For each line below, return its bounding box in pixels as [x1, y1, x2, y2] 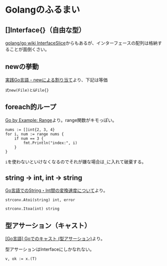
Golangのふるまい [5, 4, 80, 16]
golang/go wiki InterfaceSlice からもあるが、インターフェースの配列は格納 [5, 40, 158, 46]
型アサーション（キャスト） [5, 221, 92, 230]
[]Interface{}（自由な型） [5, 26, 86, 34]
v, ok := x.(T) [5, 256, 37, 261]
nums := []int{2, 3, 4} [5, 127, 55, 132]
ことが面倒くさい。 [9, 46, 49, 52]
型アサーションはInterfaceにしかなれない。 [5, 246, 95, 252]
